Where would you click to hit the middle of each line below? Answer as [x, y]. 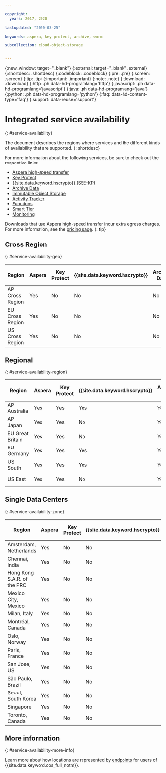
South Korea [22, 698]
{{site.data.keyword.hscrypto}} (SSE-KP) [54, 183]
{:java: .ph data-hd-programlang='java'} [107, 89]
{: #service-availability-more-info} [40, 750]
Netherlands [22, 550]
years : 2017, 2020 [29, 19]
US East [17, 479]
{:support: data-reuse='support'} [63, 100]
